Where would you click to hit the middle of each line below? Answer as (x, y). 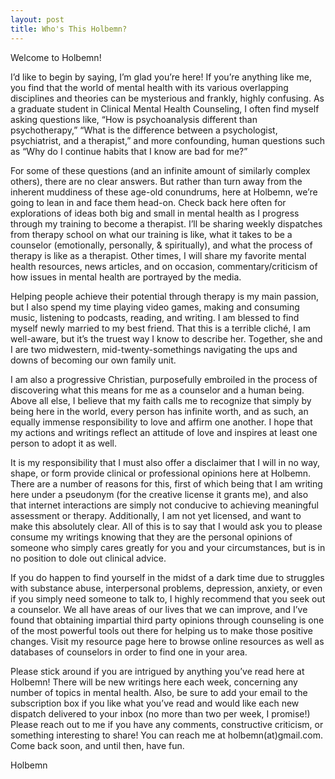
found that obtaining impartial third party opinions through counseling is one (167, 620)
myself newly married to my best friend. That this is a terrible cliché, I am (160, 328)
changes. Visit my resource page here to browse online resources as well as (167, 641)
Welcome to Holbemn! (56, 57)
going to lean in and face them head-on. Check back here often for (148, 202)
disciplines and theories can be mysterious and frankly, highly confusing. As (167, 98)
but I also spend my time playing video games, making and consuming (155, 307)
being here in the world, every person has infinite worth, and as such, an (159, 411)
